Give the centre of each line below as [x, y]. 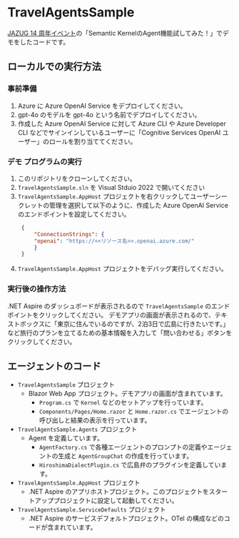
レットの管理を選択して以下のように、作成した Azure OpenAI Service [126, 205]
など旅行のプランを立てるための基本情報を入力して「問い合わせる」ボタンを [120, 333]
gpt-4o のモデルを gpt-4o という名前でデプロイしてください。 [109, 114]
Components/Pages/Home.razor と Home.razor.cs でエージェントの [134, 412]
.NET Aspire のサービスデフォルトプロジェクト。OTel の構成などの [126, 519]
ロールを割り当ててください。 [93, 141]
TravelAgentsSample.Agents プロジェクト [77, 430]
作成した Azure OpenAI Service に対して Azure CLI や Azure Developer [122, 123]
